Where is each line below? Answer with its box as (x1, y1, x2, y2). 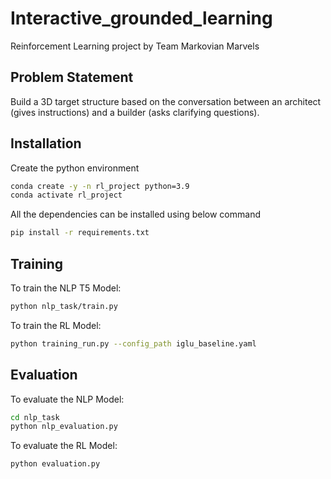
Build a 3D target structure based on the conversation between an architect (10, 95, 322, 107)
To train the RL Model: (10, 319, 102, 331)
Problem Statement (10, 69, 134, 86)
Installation (10, 135, 82, 152)
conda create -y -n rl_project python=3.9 (10, 181, 190, 191)
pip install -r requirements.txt (10, 228, 150, 238)
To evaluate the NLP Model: (10, 393, 125, 405)
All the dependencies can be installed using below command (10, 208, 261, 221)
